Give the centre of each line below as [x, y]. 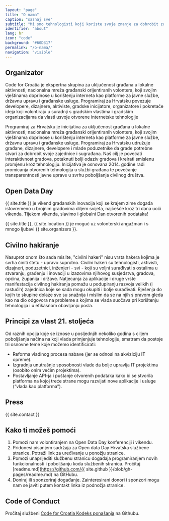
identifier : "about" [27, 29]
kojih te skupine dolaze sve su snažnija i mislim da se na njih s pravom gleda [84, 295]
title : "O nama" [22, 15]
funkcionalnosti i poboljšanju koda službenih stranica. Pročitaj [76, 464]
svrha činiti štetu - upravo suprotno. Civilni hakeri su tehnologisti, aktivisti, [82, 262]
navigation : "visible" [29, 52]
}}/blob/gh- [121, 469]
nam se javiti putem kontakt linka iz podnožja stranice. [68, 485]
